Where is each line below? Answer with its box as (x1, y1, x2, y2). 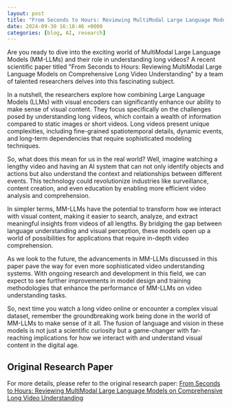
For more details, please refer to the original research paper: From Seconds (7, 379, 221, 388)
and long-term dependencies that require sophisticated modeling (7, 135, 192, 143)
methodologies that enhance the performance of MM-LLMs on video (7, 284, 202, 292)
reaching (7, 334, 32, 342)
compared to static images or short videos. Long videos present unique (7, 120, 210, 128)
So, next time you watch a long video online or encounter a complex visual (7, 305, 218, 313)
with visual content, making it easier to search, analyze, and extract (7, 212, 198, 221)
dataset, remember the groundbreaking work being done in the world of (7, 312, 211, 320)
